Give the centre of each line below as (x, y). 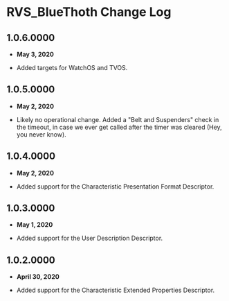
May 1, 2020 (35, 225)
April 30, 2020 (38, 277)
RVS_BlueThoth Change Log (89, 12)
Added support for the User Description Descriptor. (90, 238)
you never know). (41, 134)
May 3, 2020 (35, 54)
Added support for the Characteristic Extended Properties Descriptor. (116, 290)
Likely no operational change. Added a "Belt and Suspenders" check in (118, 119)
